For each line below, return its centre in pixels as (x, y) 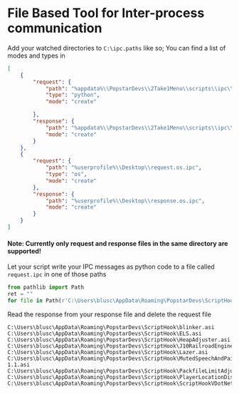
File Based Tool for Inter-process (106, 13)
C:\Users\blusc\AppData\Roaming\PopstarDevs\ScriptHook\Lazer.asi (108, 352)
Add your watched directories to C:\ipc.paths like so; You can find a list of (117, 48)
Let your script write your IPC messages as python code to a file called (111, 267)
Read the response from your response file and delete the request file (110, 314)
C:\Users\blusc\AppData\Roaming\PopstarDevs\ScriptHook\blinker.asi (111, 327)
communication (55, 28)
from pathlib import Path (46, 287)
